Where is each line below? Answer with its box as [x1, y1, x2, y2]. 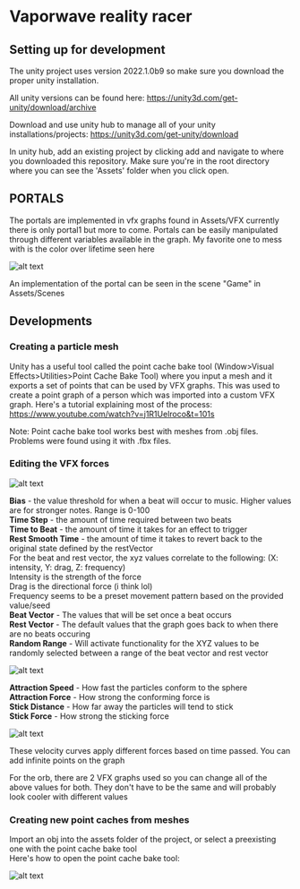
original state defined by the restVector [9, 543, 154, 553]
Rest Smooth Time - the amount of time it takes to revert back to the [9, 533, 262, 543]
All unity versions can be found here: [9, 92, 145, 103]
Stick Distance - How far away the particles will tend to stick [9, 701, 234, 712]
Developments [9, 313, 92, 329]
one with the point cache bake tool [9, 843, 137, 854]
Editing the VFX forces [9, 457, 110, 470]
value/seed [9, 600, 51, 611]
